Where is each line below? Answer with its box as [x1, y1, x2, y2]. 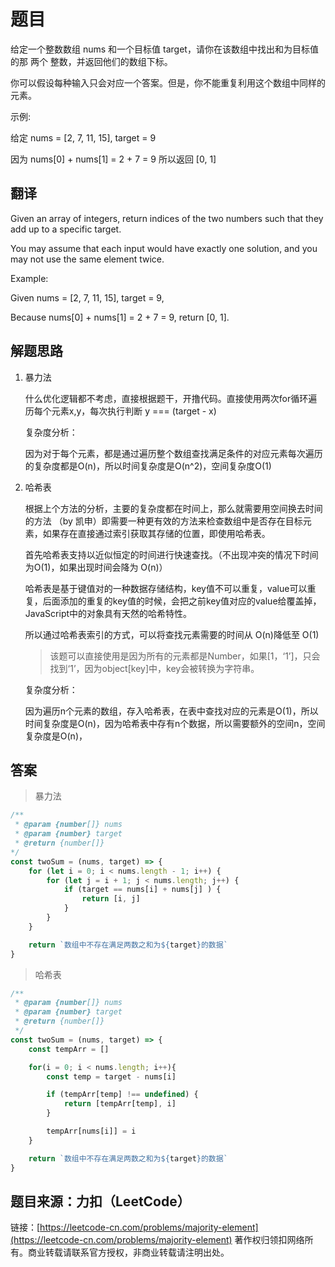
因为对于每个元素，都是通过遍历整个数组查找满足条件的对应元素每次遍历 [24, 447, 323, 459]
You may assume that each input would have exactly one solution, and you [10, 242, 318, 254]
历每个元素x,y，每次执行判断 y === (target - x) [24, 405, 217, 417]
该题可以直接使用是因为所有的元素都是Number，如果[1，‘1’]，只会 [49, 650, 321, 662]
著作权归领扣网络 [234, 1234, 305, 1246]
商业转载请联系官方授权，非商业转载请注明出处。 [27, 1246, 230, 1259]
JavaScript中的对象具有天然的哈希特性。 [24, 607, 193, 619]
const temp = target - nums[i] [46, 1071, 177, 1082]
